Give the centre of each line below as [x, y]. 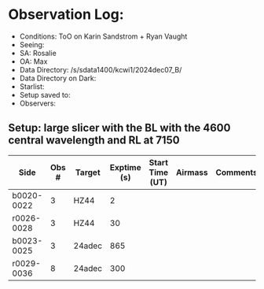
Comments [236, 172]
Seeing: [32, 44]
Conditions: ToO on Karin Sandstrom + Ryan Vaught [103, 36]
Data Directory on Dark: [58, 78]
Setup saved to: [45, 94]
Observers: [38, 103]
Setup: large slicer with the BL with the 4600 [119, 128]
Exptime [125, 167]
